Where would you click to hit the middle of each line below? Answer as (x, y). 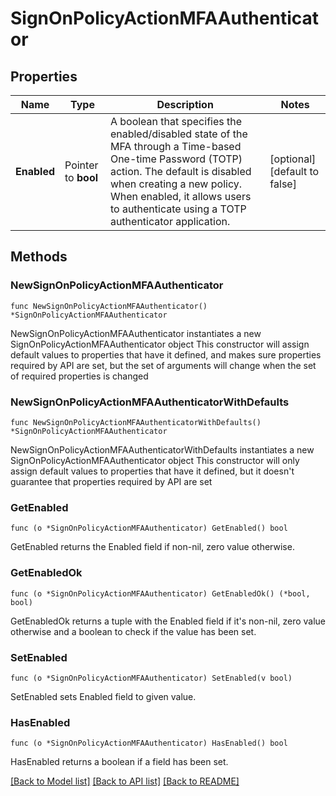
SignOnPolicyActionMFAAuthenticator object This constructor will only (155, 460)
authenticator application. (170, 221)
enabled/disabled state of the (178, 134)
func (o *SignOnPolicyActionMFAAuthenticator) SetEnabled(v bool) (151, 678)
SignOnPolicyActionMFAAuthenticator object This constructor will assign (160, 344)
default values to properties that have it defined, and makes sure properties (166, 354)
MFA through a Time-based (175, 146)
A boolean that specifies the (176, 121)
